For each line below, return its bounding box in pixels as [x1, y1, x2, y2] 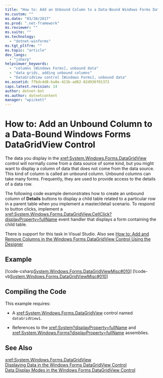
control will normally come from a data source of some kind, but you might [5, 161, 154, 166]
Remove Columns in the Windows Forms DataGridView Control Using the [5, 236, 151, 242]
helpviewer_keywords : [5, 61, 49, 66]
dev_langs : [5, 52, 27, 57]
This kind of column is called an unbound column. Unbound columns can [5, 171, 151, 177]
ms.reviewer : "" [5, 25, 38, 30]
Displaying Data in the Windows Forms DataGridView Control [5, 362, 127, 368]
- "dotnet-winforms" [9, 39, 51, 44]
